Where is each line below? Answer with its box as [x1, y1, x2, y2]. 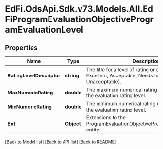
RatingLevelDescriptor [7, 72, 61, 79]
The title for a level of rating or [86, 66, 155, 73]
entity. [86, 127, 101, 133]
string [65, 72, 79, 79]
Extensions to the [86, 114, 126, 121]
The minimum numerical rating [86, 100, 156, 107]
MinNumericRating [7, 103, 52, 110]
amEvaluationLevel [5, 24, 83, 35]
